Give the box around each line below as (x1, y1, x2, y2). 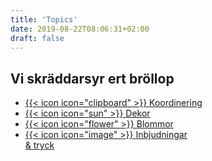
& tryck (24, 139, 55, 151)
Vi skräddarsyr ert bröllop (10, 70, 175, 87)
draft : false (10, 33, 65, 43)
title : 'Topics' (10, 14, 78, 25)
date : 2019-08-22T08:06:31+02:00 (10, 24, 150, 34)
